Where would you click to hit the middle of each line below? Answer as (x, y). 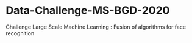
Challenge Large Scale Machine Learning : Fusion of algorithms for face (96, 27)
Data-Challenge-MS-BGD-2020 (88, 10)
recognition (20, 33)
